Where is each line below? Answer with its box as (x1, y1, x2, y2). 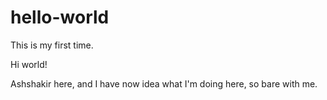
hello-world (10, 6, 110, 29)
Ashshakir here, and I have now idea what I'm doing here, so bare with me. (10, 77, 318, 90)
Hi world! (10, 58, 48, 70)
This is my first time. (10, 39, 94, 51)
